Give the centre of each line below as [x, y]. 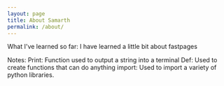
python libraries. [31, 75]
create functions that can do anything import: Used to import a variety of [112, 68]
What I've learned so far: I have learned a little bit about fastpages [103, 47]
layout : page [26, 14]
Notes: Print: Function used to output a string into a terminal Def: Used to [112, 60]
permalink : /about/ [36, 27]
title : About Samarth [39, 20]
